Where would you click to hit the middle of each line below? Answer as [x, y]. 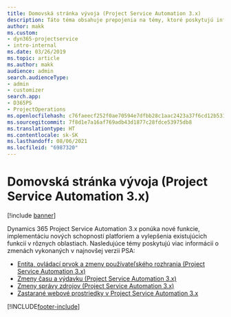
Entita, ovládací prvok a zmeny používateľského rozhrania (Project [111, 264]
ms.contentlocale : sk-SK [43, 135]
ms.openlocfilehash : [37, 116]
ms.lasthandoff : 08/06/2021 [47, 142]
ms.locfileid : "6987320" [43, 148]
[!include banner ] [32, 215]
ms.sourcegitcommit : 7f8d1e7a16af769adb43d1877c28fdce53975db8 [100, 122]
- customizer [26, 90]
